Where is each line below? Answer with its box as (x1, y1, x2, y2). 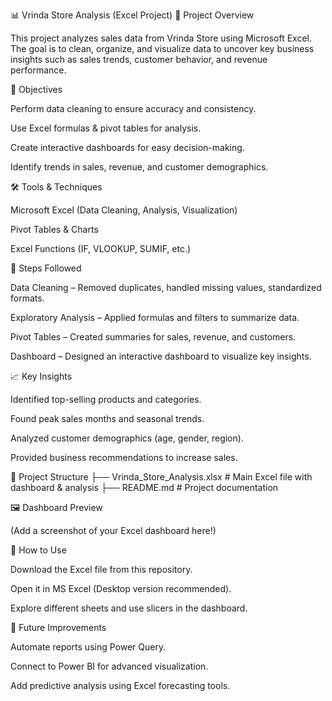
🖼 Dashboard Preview (10, 502, 103, 513)
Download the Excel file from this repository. (10, 564, 193, 575)
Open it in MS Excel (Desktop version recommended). (10, 583, 232, 594)
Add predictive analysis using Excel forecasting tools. (10, 680, 231, 691)
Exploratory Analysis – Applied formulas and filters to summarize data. (10, 312, 300, 323)
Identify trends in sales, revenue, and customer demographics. (10, 161, 269, 173)
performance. (10, 64, 67, 76)
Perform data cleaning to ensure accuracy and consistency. (10, 103, 257, 114)
